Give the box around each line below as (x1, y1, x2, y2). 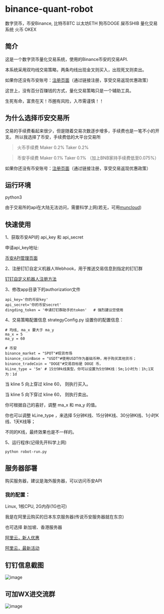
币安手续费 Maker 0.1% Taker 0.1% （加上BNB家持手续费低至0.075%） (17, 155, 159, 161)
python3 (5, 194, 22, 200)
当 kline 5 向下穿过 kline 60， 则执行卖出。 (5, 392, 91, 398)
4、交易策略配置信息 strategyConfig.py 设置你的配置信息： (5, 317, 124, 323)
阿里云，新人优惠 (5, 535, 40, 541)
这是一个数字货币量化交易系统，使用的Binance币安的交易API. (5, 56, 128, 62)
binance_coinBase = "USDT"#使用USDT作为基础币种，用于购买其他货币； (5, 356, 137, 361)
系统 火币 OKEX (5, 26, 37, 32)
